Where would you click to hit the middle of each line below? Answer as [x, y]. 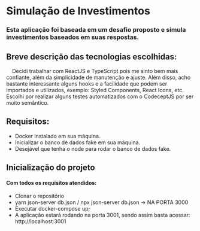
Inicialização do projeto [51, 168]
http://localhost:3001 [40, 221]
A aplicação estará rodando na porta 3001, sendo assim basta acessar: [102, 215]
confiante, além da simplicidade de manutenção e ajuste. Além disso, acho [99, 77]
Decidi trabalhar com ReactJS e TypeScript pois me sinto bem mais [95, 71]
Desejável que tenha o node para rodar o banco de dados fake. [93, 148]
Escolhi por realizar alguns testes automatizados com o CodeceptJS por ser [100, 96]
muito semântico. [28, 102]
